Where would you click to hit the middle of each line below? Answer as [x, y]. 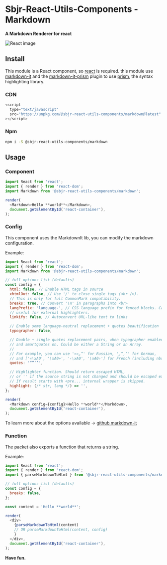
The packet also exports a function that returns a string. [62, 447]
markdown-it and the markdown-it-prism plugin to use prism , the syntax [79, 76]
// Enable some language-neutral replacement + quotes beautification [84, 326]
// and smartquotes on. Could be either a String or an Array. [76, 344]
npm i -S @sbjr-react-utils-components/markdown [56, 142]
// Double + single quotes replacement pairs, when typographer [78, 340]
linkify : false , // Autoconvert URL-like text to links [69, 317]
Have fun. [15, 558]
